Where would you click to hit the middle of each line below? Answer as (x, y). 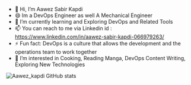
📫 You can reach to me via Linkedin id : (63, 28)
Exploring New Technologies (50, 64)
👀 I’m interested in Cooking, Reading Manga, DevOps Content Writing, (100, 58)
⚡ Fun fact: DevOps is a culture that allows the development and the (98, 43)
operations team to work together (56, 52)
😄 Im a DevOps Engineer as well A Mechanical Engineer (84, 15)
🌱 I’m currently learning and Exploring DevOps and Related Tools (94, 22)
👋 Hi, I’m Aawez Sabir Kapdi (49, 9)
